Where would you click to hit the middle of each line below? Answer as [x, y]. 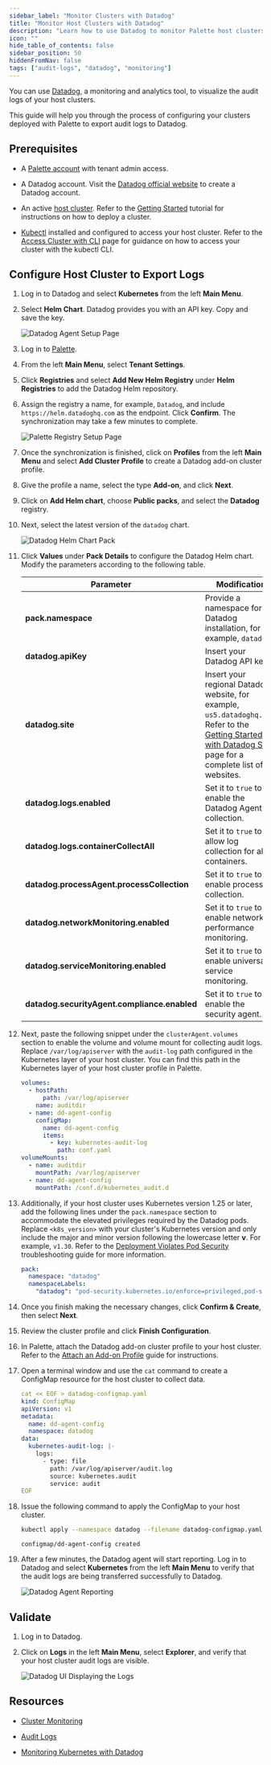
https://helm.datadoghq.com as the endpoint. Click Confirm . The [128, 413]
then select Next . [49, 1315]
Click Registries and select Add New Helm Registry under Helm [128, 380]
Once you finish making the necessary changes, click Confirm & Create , [141, 1307]
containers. [226, 861]
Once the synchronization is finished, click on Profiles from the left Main [141, 453]
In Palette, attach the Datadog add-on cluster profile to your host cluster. [141, 1346]
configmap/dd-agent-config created [80, 1545]
